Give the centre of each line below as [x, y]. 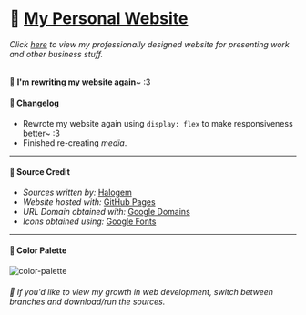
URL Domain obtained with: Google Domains [107, 211]
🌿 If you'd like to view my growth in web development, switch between [142, 291]
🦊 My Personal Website [99, 19]
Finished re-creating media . [75, 142]
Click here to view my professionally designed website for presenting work [149, 44]
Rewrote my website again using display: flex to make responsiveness [158, 123]
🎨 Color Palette [38, 250]
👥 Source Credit [40, 172]
